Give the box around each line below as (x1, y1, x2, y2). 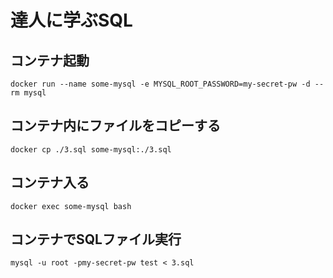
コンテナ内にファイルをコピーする (10, 117, 221, 135)
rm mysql (10, 88, 47, 98)
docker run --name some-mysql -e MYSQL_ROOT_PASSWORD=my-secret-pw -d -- (10, 79, 325, 89)
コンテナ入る (10, 174, 90, 191)
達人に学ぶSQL (10, 9, 133, 32)
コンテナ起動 (10, 52, 90, 69)
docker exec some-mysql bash (10, 201, 132, 211)
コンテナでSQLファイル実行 (10, 231, 182, 248)
